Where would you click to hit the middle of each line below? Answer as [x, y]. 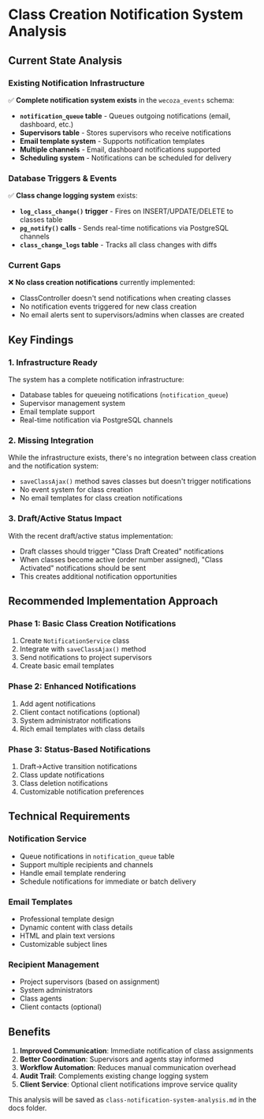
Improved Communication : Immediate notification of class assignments [136, 1051]
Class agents [41, 999]
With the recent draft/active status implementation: [91, 535]
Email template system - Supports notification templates [112, 141]
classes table [41, 220]
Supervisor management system [73, 404]
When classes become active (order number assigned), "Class [121, 559]
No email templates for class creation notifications [101, 498]
